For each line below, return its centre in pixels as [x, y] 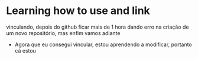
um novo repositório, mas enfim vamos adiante [63, 33]
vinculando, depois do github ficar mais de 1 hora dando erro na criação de [98, 27]
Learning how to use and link [78, 11]
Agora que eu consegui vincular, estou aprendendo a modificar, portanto [103, 44]
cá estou [25, 50]
